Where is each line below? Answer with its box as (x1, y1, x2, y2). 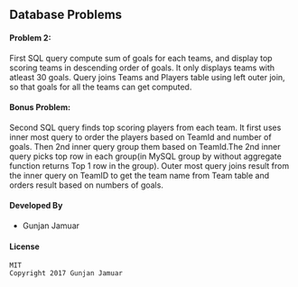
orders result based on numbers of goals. (9, 180, 164, 190)
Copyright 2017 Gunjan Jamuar (9, 269, 124, 278)
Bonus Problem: (9, 102, 70, 113)
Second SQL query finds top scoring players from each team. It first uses (9, 122, 282, 133)
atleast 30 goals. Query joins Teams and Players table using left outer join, (9, 71, 286, 82)
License (9, 241, 41, 252)
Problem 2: (9, 32, 51, 43)
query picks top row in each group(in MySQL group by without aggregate (9, 151, 282, 162)
